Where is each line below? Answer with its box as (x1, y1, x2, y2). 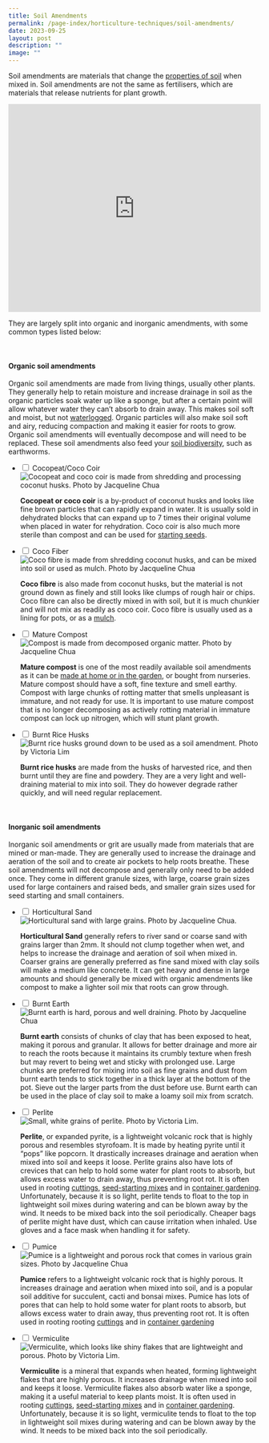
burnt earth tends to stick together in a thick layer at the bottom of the (19, 1074, 251, 1084)
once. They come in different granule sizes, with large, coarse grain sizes (8, 874, 251, 883)
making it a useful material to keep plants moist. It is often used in (19, 1392, 236, 1401)
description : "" (8, 42, 62, 50)
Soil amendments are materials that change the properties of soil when (8, 71, 242, 80)
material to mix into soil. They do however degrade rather (49, 779, 238, 790)
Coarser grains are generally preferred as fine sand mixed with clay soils (19, 957, 260, 967)
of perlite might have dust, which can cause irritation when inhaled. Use (19, 1217, 258, 1227)
